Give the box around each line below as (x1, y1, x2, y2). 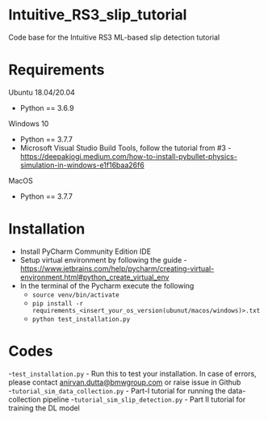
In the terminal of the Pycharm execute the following (19, 280, 195, 290)
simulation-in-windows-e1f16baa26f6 (19, 160, 145, 170)
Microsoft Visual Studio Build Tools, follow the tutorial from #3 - (19, 143, 232, 153)
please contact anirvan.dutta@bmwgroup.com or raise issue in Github (8, 377, 241, 387)
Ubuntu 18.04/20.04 (8, 87, 75, 97)
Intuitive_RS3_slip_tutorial (8, 6, 187, 24)
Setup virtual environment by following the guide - (19, 255, 187, 264)
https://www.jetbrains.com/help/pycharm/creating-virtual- (19, 263, 215, 273)
